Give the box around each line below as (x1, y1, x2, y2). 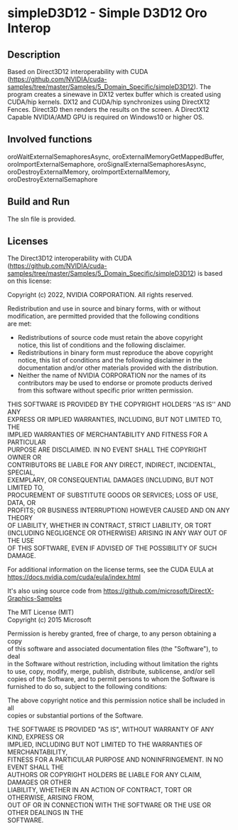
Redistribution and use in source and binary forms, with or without (7, 304, 201, 313)
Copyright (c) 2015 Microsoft (7, 616, 92, 624)
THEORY (7, 514, 33, 522)
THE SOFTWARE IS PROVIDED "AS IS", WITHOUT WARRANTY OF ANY (7, 725, 215, 734)
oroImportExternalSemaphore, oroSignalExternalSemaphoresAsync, (7, 160, 207, 168)
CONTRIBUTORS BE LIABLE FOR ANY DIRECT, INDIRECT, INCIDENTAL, (7, 461, 217, 470)
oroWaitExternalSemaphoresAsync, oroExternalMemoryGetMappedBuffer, (7, 152, 225, 161)
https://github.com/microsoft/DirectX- (102, 586, 215, 596)
